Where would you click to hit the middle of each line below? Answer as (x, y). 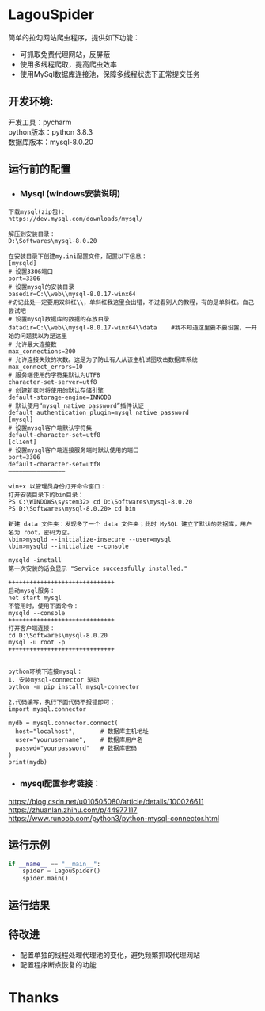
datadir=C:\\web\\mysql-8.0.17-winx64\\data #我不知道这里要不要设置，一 (130, 328)
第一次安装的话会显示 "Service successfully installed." (98, 569)
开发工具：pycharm (40, 122)
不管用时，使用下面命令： (44, 606)
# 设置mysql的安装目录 (42, 287)
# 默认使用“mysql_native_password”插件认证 (76, 406)
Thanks (34, 997)
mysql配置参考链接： (60, 784)
